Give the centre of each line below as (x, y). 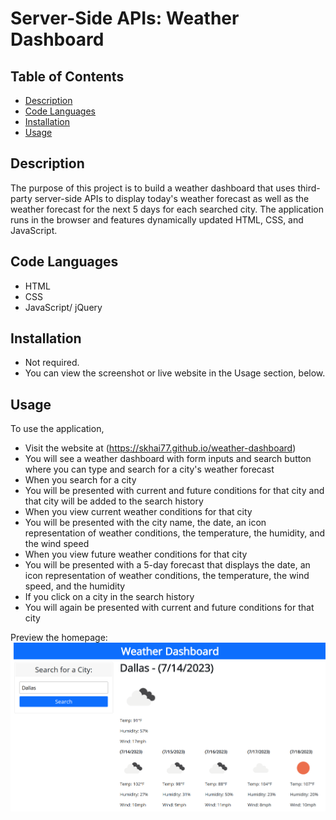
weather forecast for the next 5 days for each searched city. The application (167, 209)
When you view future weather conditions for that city (136, 554)
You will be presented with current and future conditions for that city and (174, 491)
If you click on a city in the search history (109, 597)
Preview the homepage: (59, 638)
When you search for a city (80, 480)
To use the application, (57, 429)
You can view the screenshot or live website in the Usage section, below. (175, 373)
